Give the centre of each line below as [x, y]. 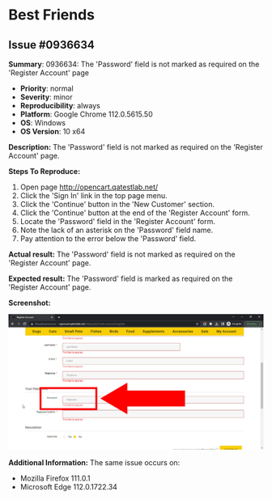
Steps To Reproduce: [45, 171]
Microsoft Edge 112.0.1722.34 [68, 487]
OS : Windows [43, 123]
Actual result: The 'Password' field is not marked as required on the [122, 254]
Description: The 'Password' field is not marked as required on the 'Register [136, 147]
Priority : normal [47, 88]
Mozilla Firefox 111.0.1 [55, 478]
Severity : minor [46, 97]
